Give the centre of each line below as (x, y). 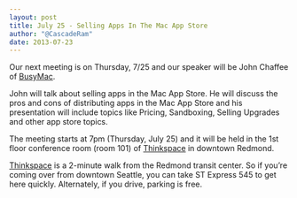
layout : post (33, 17)
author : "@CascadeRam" (51, 34)
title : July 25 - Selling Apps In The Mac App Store (109, 26)
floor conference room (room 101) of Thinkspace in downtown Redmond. (142, 148)
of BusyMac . (32, 77)
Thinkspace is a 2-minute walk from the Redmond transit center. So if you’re (148, 165)
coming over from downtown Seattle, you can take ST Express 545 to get (143, 175)
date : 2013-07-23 (41, 42)
